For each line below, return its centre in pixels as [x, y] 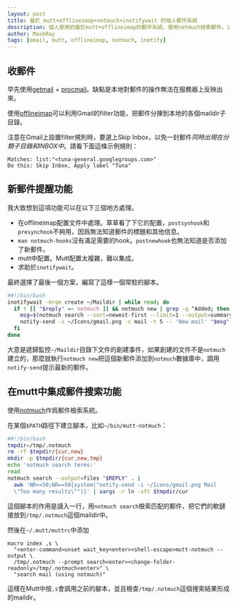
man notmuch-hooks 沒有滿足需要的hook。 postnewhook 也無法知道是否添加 [122, 240]
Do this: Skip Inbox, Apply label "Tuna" [69, 165]
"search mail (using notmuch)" [60, 574]
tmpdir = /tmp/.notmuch [39, 445]
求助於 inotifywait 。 [47, 267]
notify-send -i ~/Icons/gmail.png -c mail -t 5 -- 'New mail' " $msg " [125, 322]
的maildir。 [24, 597]
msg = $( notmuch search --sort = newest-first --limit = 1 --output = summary [126, 315]
